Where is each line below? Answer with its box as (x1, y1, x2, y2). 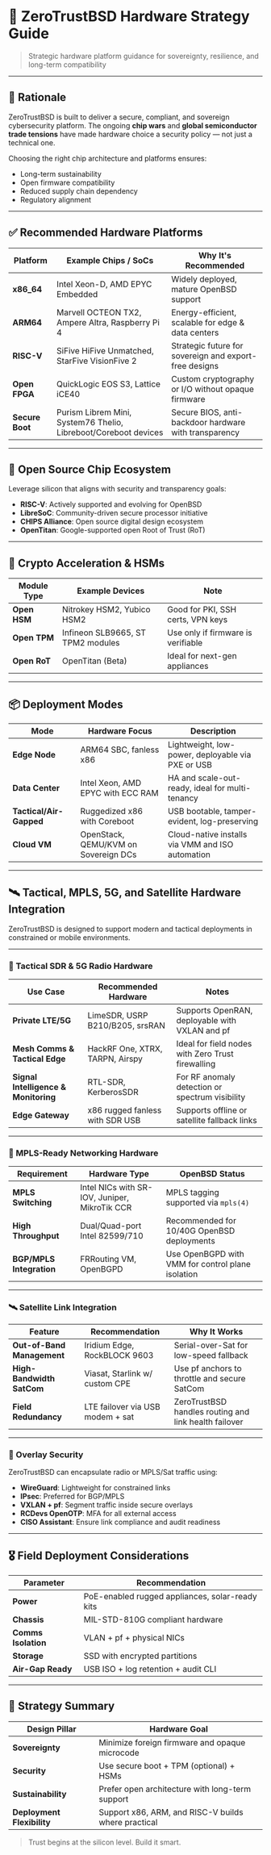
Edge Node (12, 750, 56, 760)
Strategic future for (170, 340, 244, 351)
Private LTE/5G (12, 1015, 72, 1026)
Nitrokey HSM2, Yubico (61, 604, 151, 616)
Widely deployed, (170, 274, 238, 285)
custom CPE (84, 1377, 131, 1389)
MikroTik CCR (80, 1202, 132, 1214)
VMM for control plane (165, 1259, 252, 1270)
